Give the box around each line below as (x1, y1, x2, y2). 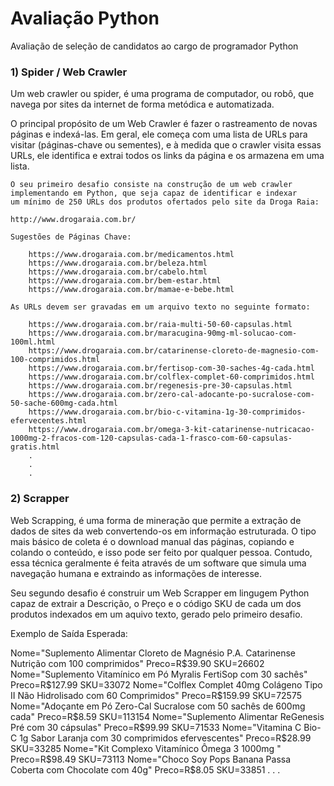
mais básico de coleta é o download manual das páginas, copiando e (10, 535, 295, 547)
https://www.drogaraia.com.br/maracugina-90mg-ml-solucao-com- (28, 328, 298, 339)
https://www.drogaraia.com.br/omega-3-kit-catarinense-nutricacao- (28, 425, 315, 435)
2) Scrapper (10, 492, 70, 506)
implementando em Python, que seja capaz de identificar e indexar (10, 188, 298, 199)
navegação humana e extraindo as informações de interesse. (10, 567, 262, 579)
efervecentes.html (10, 416, 87, 426)
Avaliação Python (10, 7, 160, 30)
